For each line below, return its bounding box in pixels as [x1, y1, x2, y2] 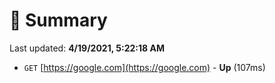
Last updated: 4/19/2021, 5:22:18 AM [9, 42, 165, 54]
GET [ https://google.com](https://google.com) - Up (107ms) [23, 61, 266, 73]
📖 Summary [9, 9, 108, 32]
